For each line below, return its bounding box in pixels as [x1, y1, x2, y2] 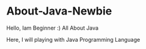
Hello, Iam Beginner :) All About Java [6, 24, 99, 31]
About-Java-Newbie [6, 4, 112, 18]
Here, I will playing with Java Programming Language [6, 36, 141, 43]
